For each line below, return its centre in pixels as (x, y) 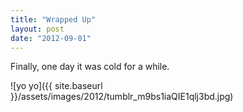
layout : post (37, 29)
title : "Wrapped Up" (53, 19)
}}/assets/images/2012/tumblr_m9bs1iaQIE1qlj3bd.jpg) (122, 97)
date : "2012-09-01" (51, 38)
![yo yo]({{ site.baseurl (56, 86)
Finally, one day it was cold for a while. (90, 67)
